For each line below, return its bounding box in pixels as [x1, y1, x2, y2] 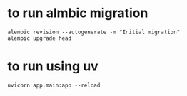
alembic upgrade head [7, 34, 72, 42]
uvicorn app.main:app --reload [7, 82, 101, 89]
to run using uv [7, 58, 98, 75]
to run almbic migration [7, 5, 148, 21]
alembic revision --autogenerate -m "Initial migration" [7, 28, 181, 36]
